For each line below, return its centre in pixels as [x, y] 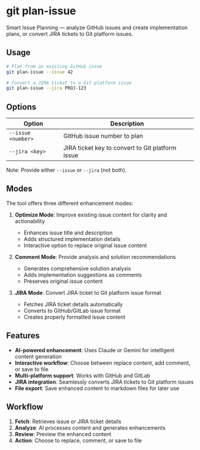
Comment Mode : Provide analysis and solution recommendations [95, 257]
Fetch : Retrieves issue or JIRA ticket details [68, 421]
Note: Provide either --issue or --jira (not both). [66, 170]
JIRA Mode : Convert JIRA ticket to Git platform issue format [88, 292]
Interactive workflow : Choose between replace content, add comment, [102, 363]
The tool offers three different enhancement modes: [70, 203]
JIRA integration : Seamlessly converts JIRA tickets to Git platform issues [104, 382]
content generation [38, 356]
